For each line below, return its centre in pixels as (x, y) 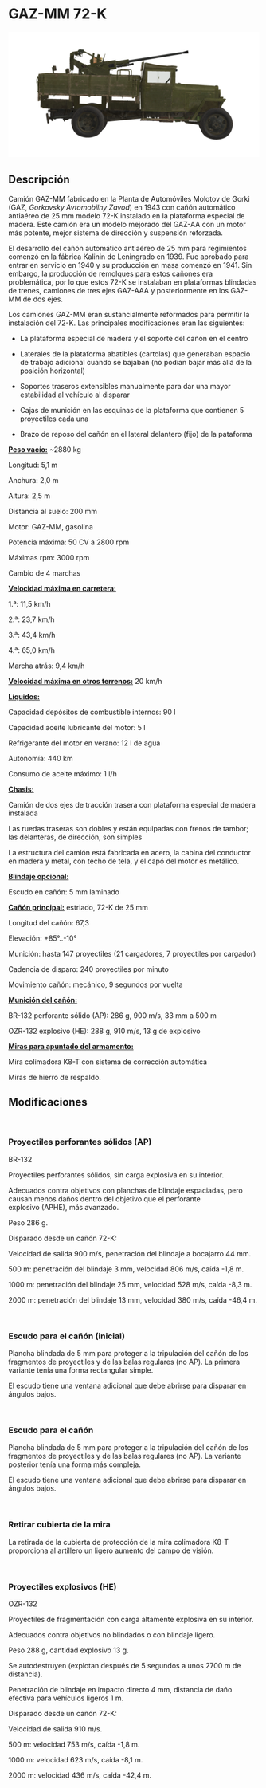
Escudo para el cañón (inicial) (67, 1336)
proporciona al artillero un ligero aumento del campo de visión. (111, 1550)
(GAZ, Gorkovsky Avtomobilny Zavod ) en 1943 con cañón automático (122, 207)
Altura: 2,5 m (29, 496)
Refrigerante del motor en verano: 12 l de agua (84, 743)
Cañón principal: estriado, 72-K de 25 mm (78, 907)
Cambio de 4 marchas (45, 573)
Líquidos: (24, 696)
